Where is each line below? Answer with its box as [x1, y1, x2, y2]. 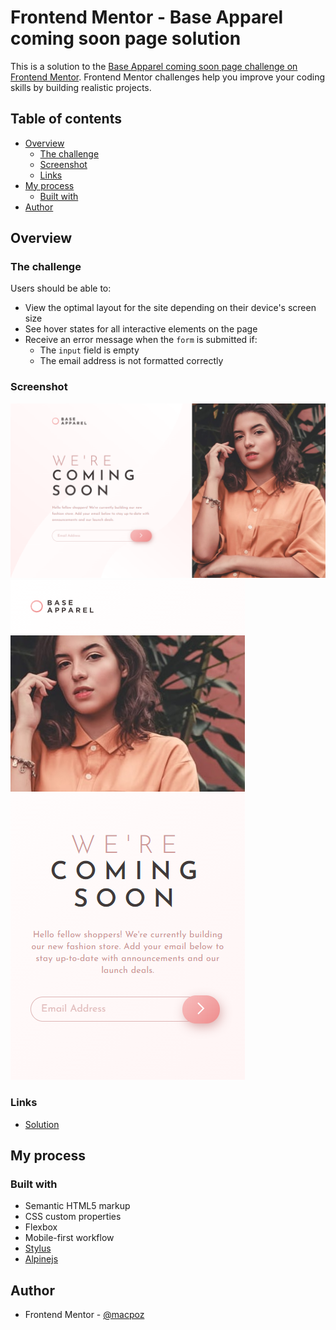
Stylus [24, 1242, 52, 1255]
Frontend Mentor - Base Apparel [10, 6, 284, 29]
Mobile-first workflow [24, 1232, 115, 1244]
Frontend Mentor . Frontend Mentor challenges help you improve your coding [10, 71, 326, 83]
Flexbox [24, 1221, 58, 1233]
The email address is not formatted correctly [39, 355, 224, 367]
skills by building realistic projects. [10, 81, 152, 93]
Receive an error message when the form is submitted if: [24, 334, 258, 346]
